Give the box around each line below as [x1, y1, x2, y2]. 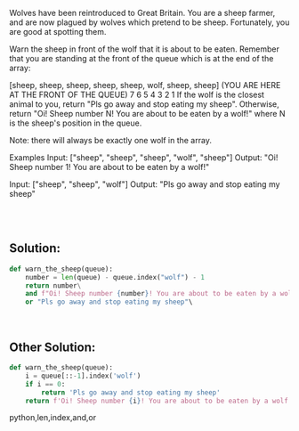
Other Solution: [9, 339, 96, 354]
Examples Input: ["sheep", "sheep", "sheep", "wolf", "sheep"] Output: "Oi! [9, 152, 279, 163]
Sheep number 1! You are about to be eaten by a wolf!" [9, 162, 210, 172]
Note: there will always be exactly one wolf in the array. [9, 135, 212, 145]
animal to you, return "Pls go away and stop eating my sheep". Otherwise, [9, 99, 280, 110]
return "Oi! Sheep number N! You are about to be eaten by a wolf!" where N [9, 109, 286, 118]
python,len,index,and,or [9, 412, 96, 423]
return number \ [25, 281, 82, 290]
